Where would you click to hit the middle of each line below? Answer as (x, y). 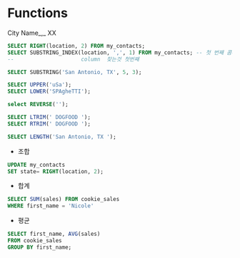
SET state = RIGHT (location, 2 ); (55, 171)
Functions (37, 13)
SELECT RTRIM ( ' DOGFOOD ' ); (49, 124)
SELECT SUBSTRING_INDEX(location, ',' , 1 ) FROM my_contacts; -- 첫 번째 (115, 52)
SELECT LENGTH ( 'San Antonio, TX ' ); (62, 137)
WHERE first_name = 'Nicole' (51, 206)
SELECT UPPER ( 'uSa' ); (40, 85)
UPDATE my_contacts (36, 165)
